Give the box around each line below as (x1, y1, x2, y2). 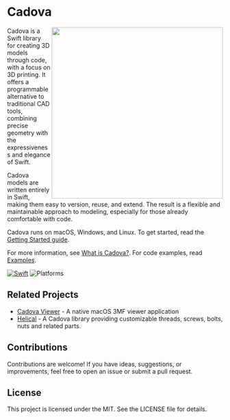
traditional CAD (7, 99, 50, 108)
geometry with (7, 128, 49, 137)
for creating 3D (7, 41, 50, 49)
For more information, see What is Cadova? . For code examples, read (7, 248, 203, 257)
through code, (7, 55, 47, 64)
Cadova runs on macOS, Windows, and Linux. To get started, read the (7, 227, 204, 236)
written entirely (7, 186, 50, 194)
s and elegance (7, 150, 51, 158)
